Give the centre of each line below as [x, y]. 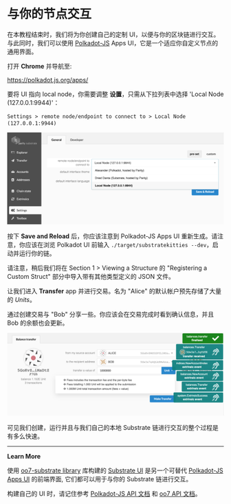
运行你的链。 [37, 253]
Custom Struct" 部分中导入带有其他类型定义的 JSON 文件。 [91, 277]
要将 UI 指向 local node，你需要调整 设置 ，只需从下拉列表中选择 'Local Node [115, 94]
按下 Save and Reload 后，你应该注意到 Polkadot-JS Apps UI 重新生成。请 [112, 236]
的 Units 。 [21, 300]
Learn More [24, 456]
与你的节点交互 [49, 14]
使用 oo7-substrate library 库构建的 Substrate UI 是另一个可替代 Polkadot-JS [115, 470]
